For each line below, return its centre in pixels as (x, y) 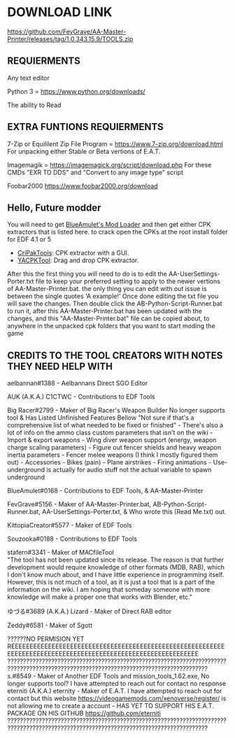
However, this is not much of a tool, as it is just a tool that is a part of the (111, 582)
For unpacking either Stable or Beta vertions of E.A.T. (84, 151)
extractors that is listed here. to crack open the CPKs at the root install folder (118, 232)
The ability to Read (34, 105)
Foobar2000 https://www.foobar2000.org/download (83, 185)
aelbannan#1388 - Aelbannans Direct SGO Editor (78, 383)
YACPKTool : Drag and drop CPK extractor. (78, 260)
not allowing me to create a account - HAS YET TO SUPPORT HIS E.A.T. (111, 706)
